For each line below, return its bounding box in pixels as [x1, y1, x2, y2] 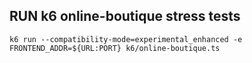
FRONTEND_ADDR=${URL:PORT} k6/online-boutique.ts [9, 43, 221, 53]
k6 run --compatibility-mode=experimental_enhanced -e [9, 34, 243, 44]
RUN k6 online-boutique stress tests [9, 8, 241, 25]
